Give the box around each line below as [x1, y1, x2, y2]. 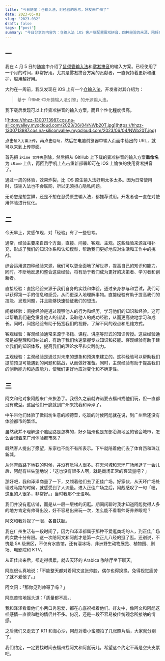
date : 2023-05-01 [5, 12, 41, 17]
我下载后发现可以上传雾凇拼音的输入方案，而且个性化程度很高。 [5, 107, 134, 113]
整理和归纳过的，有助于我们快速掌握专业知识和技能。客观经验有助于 [18, 337, 156, 343]
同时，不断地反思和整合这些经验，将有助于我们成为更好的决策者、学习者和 [5, 269, 156, 274]
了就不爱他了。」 [5, 574, 38, 580]
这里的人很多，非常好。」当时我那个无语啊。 [5, 491, 93, 497]
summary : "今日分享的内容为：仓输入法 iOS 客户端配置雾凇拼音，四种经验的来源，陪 [5, 30, 155, 35]
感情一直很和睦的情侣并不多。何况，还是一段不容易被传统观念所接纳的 [9, 611, 151, 617]
